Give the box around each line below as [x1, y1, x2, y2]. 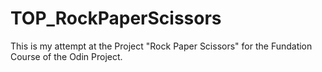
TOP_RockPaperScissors [10, 7, 222, 30]
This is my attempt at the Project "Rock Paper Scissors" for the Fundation [10, 40, 313, 52]
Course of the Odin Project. [10, 50, 123, 62]
